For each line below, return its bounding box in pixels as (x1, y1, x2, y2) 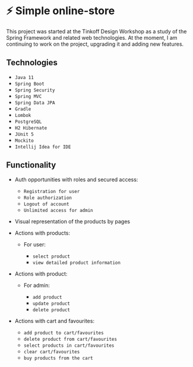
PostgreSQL (14, 119, 42, 125)
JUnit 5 (14, 131, 34, 137)
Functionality (6, 160, 56, 170)
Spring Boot (14, 81, 45, 87)
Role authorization (23, 195, 72, 201)
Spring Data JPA (14, 100, 55, 106)
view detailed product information (32, 260, 121, 265)
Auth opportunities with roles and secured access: (14, 176, 138, 183)
